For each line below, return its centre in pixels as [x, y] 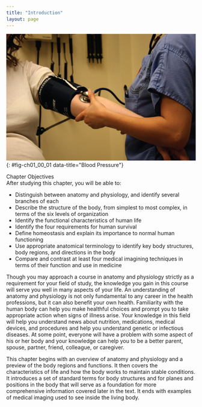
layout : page [23, 19]
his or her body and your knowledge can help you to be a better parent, [95, 341]
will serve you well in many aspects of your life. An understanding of [91, 289]
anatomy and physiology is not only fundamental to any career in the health [100, 296]
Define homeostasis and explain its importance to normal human [95, 233]
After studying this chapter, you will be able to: [64, 183]
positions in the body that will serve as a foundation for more [81, 384]
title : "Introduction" [35, 13]
